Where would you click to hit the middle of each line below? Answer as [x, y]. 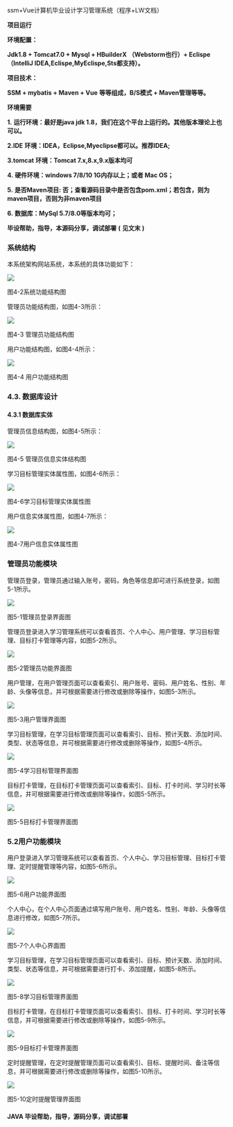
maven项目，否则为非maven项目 [54, 199]
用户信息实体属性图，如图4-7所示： [58, 517]
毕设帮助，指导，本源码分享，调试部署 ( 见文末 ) [76, 228]
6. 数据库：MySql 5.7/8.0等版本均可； [62, 213]
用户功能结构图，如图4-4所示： [52, 349]
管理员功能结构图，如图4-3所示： [55, 307]
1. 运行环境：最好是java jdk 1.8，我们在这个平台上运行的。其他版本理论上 [112, 122]
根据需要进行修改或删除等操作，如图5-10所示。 [98, 1071]
